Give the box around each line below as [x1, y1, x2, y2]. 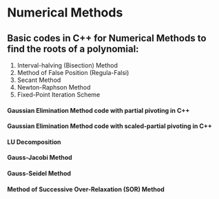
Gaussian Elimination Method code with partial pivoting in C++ [7, 106, 190, 114]
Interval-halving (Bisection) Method [17, 61, 118, 70]
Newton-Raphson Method [17, 83, 91, 91]
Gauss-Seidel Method [7, 169, 71, 177]
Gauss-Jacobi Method [7, 154, 72, 162]
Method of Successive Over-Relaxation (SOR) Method [7, 185, 165, 193]
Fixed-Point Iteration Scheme [17, 91, 101, 98]
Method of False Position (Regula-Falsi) [17, 69, 129, 76]
